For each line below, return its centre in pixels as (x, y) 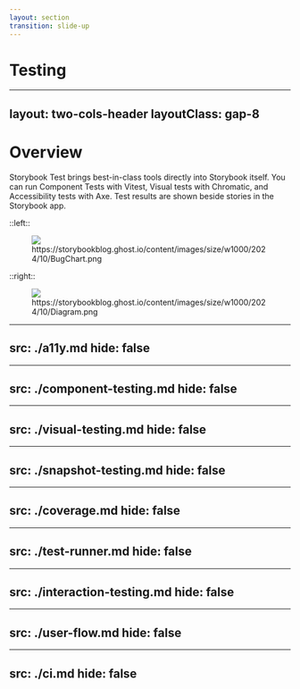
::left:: (20, 223)
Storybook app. (38, 206)
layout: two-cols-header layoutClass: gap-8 (135, 114)
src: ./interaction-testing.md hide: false (122, 592)
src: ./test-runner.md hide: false (100, 552)
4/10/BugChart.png (67, 258)
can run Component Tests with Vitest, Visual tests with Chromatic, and (139, 186)
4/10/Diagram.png (65, 311)
